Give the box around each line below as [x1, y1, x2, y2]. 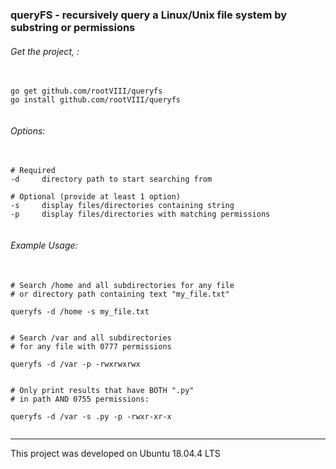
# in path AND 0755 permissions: [10, 394, 150, 404]
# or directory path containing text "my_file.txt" [10, 289, 230, 299]
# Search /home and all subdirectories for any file [10, 280, 235, 290]
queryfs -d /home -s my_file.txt [10, 306, 150, 317]
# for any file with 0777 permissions [10, 341, 172, 352]
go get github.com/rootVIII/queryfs [10, 86, 163, 97]
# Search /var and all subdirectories [10, 333, 172, 343]
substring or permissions [10, 20, 136, 34]
